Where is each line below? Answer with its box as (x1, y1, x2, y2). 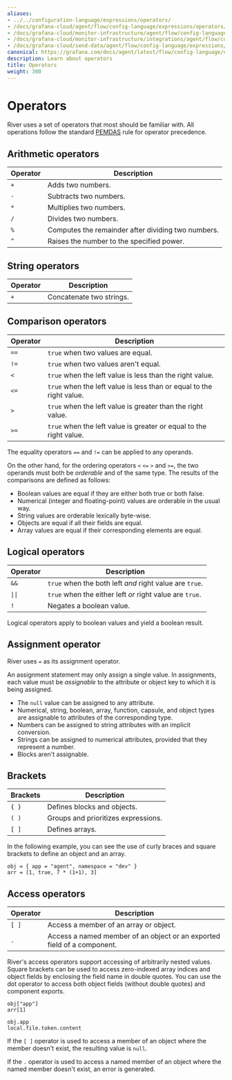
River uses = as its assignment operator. (7, 657, 121, 665)
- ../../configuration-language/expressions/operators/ (7, 17, 171, 24)
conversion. (17, 728, 51, 736)
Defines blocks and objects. (47, 802, 137, 812)
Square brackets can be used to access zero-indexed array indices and (7, 965, 211, 973)
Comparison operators (7, 315, 107, 327)
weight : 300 (7, 68, 41, 75)
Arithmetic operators (7, 148, 99, 160)
